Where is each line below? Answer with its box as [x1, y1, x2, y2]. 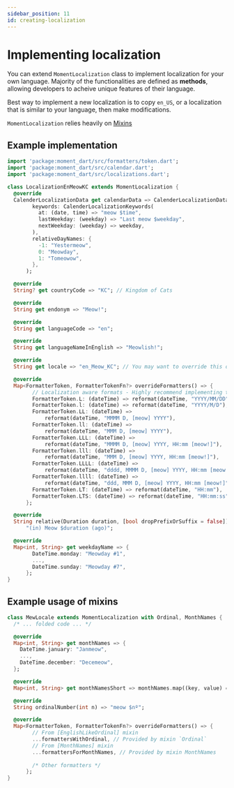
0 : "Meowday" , [38, 248, 79, 255]
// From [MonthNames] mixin [32, 742, 114, 749]
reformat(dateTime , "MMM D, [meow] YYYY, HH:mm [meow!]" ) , [44, 454, 219, 461]
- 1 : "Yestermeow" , [38, 241, 92, 248]
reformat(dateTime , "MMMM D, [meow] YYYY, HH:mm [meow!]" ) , [44, 440, 223, 447]
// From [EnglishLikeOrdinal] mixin [32, 729, 139, 736]
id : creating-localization [7, 17, 86, 24]
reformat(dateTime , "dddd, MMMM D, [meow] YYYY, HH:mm [44, 467, 208, 474]
